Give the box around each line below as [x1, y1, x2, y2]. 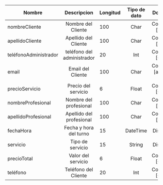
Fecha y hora [64, 124, 94, 131]
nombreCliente [7, 24, 41, 30]
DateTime [125, 127, 147, 134]
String [129, 141, 143, 148]
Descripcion [65, 9, 94, 16]
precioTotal [7, 155, 33, 162]
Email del [68, 66, 90, 72]
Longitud [99, 9, 121, 16]
